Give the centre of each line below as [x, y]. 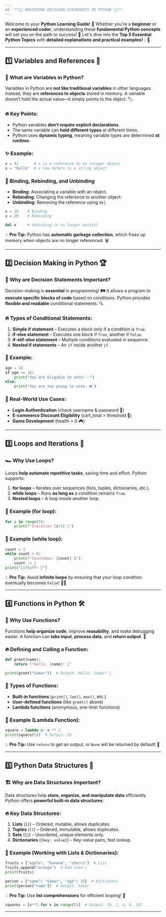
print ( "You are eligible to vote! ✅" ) [54, 377]
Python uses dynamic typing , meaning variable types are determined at [86, 135]
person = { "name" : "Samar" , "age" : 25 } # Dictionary [62, 881]
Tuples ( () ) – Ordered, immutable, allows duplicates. [66, 829]
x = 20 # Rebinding [28, 216]
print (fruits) [20, 872]
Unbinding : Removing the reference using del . [60, 202]
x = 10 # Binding [26, 211]
